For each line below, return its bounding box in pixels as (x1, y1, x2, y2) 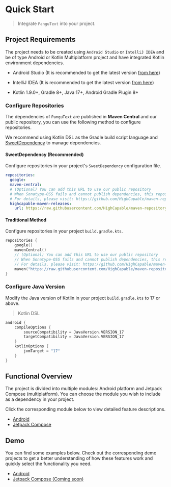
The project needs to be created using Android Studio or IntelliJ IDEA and (5, 48, 164, 55)
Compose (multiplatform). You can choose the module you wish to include (5, 391, 161, 397)
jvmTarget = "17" (23, 348, 60, 353)
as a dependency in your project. (5, 396, 75, 402)
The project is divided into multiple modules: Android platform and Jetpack (5, 386, 162, 392)
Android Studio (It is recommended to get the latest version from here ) (12, 69, 160, 75)
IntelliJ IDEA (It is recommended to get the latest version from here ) (12, 79, 154, 85)
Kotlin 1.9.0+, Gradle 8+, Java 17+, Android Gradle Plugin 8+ (12, 89, 139, 95)
